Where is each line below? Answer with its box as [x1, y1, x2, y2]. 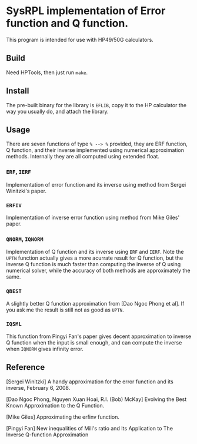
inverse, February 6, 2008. [6, 384, 71, 391]
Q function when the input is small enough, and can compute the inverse [6, 339, 182, 346]
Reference [6, 362, 45, 372]
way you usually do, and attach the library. [6, 108, 109, 115]
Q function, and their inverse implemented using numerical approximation [6, 147, 184, 154]
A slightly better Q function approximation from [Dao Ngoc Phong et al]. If [6, 300, 185, 307]
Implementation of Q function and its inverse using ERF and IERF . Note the [6, 248, 184, 256]
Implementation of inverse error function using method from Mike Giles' [6, 214, 180, 221]
